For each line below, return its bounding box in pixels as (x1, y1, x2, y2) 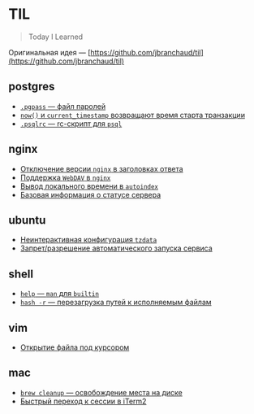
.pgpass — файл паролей (19, 101, 106, 111)
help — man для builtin (19, 289, 100, 299)
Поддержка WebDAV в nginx (19, 172, 111, 182)
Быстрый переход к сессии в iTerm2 (19, 396, 147, 406)
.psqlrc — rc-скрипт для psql (19, 119, 123, 129)
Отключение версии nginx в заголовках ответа (19, 163, 184, 173)
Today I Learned (28, 32, 84, 41)
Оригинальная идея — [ (8, 47, 91, 57)
